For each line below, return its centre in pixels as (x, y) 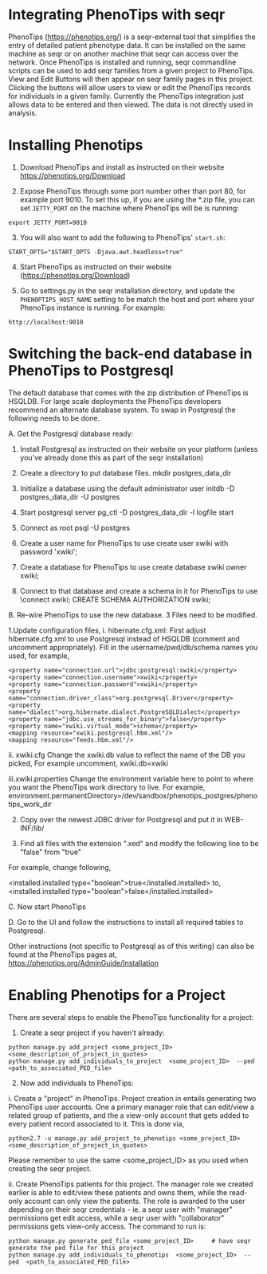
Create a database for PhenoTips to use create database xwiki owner (133, 566)
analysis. (23, 112)
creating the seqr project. (50, 1168)
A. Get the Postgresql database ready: (71, 433)
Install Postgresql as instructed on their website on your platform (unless (139, 449)
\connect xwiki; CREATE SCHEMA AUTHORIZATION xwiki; (115, 599)
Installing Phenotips (76, 145)
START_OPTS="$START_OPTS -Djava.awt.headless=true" (96, 252)
